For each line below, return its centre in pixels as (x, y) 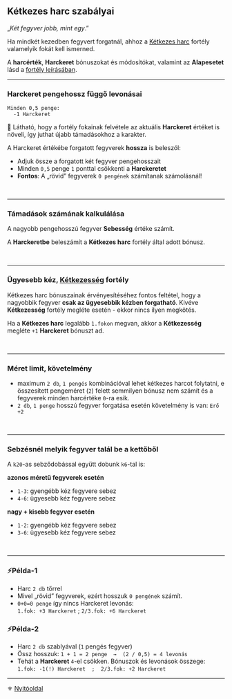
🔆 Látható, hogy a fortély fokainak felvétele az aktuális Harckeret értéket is (114, 127)
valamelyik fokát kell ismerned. (51, 48)
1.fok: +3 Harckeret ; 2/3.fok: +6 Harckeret (82, 611)
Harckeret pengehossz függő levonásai (75, 94)
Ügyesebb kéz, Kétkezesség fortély (68, 280)
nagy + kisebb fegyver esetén (51, 512)
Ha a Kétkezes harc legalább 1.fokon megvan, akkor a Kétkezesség (104, 323)
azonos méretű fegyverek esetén (56, 478)
